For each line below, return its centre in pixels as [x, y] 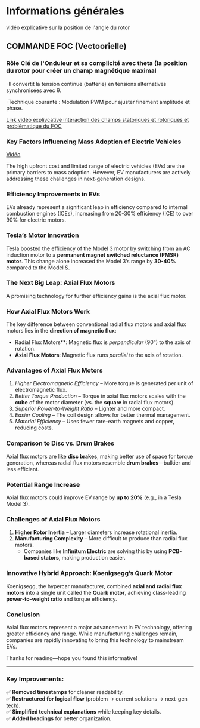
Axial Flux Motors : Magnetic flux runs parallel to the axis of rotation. [99, 355]
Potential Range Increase [43, 484]
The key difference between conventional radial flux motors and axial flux [96, 324]
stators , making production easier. [83, 558]
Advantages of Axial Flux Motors [54, 370]
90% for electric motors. [36, 220]
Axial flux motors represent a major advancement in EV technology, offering [99, 627]
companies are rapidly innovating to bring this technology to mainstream [95, 640]
